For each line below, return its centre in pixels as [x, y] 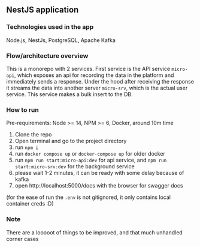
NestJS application [43, 10]
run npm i [27, 147]
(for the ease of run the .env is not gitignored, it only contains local [88, 197]
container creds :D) [30, 204]
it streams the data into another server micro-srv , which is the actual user [97, 88]
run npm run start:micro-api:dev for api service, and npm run [91, 160]
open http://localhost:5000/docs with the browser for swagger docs [99, 186]
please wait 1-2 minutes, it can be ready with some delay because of [99, 173]
